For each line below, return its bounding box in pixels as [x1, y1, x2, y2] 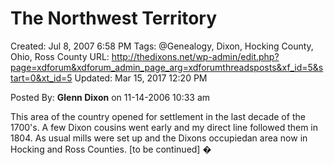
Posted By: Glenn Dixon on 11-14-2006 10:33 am [10, 91, 211, 103]
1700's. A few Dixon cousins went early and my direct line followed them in [10, 121, 319, 133]
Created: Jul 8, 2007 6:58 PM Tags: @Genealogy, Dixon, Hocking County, [10, 40, 314, 52]
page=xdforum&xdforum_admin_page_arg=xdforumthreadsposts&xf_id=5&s [10, 61, 324, 73]
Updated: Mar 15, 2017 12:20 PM [74, 72, 208, 84]
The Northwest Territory [10, 7, 218, 30]
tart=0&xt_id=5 [10, 72, 73, 84]
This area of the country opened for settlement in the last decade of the [10, 110, 306, 122]
